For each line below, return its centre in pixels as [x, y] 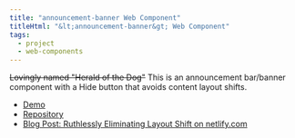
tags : [20, 34]
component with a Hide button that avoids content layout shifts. [128, 87]
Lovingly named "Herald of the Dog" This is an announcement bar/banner [148, 77]
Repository [43, 114]
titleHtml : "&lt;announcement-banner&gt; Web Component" [120, 26]
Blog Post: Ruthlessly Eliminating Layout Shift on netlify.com [135, 124]
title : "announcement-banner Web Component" [95, 18]
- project [36, 43]
